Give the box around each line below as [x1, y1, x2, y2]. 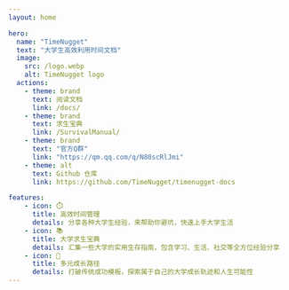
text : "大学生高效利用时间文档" [16, 45, 122, 54]
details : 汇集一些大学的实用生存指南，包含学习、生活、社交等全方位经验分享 [31, 243, 280, 252]
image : [16, 54, 41, 63]
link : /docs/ [31, 103, 81, 112]
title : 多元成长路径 [31, 259, 100, 269]
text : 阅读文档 [31, 95, 84, 104]
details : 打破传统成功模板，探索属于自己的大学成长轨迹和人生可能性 [31, 268, 254, 277]
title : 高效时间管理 [31, 210, 100, 219]
